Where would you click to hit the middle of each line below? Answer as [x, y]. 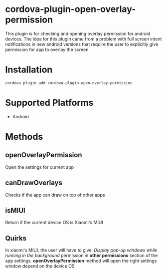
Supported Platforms [49, 103]
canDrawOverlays [34, 183]
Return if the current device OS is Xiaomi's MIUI [54, 223]
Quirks [16, 238]
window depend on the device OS [40, 266]
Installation [29, 70]
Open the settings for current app [40, 167]
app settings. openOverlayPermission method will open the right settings [81, 261]
